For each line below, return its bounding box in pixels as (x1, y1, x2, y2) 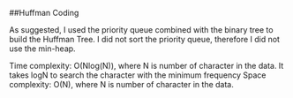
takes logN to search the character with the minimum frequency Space (9, 70, 267, 80)
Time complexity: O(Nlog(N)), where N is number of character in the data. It (9, 61, 284, 71)
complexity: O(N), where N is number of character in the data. (9, 79, 234, 89)
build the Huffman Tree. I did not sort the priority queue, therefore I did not (9, 34, 281, 44)
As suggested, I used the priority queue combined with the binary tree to (9, 25, 274, 34)
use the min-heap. (9, 43, 77, 54)
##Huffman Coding (9, 8, 79, 18)
